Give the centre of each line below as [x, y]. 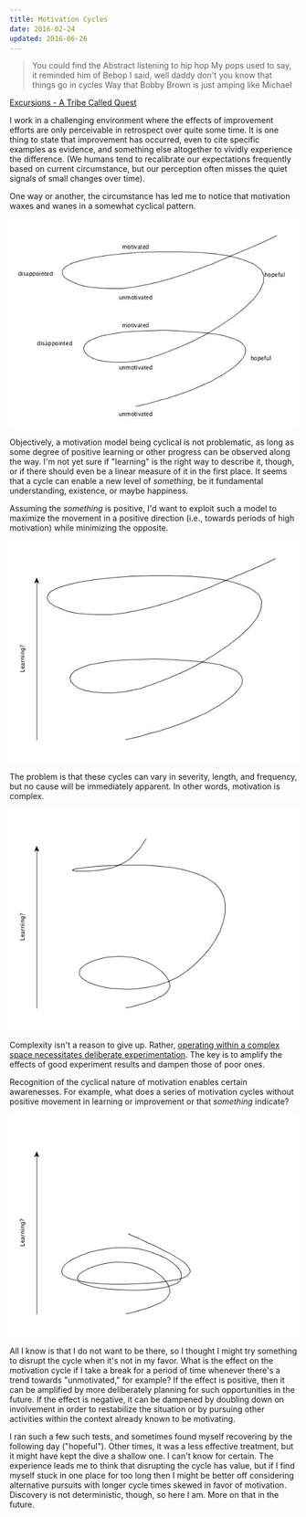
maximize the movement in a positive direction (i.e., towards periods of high [152, 518]
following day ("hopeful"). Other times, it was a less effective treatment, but [152, 1446]
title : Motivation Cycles [58, 19]
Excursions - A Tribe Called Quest [73, 103]
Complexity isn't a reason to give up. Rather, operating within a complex [145, 1045]
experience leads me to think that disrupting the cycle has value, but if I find [152, 1465]
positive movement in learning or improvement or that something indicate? [149, 1101]
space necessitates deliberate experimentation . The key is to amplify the [146, 1055]
